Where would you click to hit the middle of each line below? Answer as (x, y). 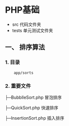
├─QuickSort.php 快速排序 (32, 108)
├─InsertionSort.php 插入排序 (35, 118)
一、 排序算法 (25, 47)
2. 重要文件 (18, 86)
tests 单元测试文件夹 (33, 30)
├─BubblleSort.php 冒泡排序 (34, 97)
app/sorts (24, 73)
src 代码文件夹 (26, 24)
